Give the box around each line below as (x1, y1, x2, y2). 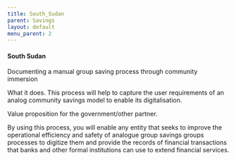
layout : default (7, 23, 55, 30)
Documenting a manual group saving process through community (7, 68, 198, 76)
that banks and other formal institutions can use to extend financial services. (7, 146, 230, 154)
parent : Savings (7, 17, 55, 24)
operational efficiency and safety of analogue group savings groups (7, 131, 204, 140)
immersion (7, 75, 38, 83)
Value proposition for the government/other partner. (7, 110, 158, 118)
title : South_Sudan (7, 10, 65, 18)
